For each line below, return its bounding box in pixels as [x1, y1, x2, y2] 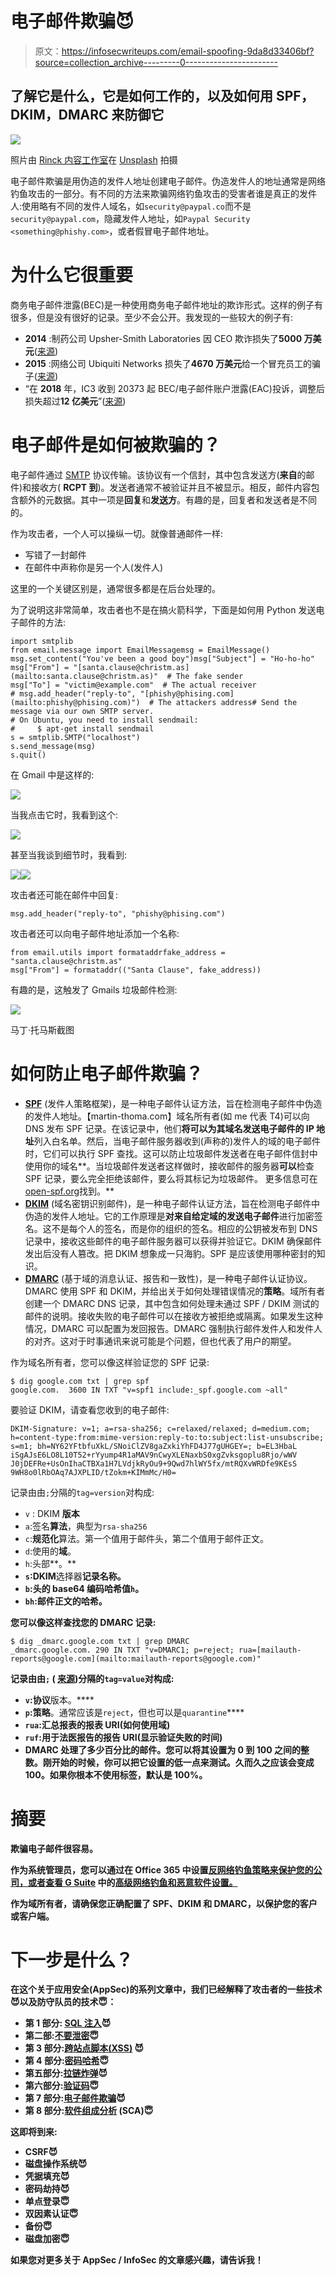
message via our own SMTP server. [10, 706, 155, 716]
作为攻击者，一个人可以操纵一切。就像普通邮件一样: [10, 527, 224, 539]
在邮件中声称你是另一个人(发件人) [24, 561, 164, 573]
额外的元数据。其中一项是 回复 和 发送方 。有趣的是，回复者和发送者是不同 [18, 493, 317, 506]
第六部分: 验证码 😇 [24, 2080, 100, 2092]
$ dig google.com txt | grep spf [10, 1376, 150, 1386]
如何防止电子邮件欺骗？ [10, 1062, 204, 1085]
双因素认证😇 [24, 2208, 79, 2220]
